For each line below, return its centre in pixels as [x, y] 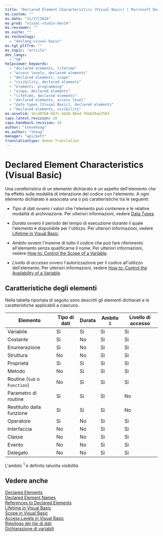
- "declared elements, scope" [40, 77]
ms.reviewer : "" [21, 28]
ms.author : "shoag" [25, 132]
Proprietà [18, 363]
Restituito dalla [24, 407]
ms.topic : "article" [26, 50]
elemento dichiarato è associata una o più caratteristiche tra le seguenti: [77, 199]
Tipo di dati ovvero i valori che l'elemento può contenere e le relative [81, 208]
